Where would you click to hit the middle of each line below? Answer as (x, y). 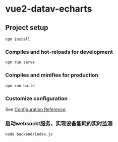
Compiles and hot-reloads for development (59, 52)
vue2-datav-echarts (49, 9)
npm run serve (20, 62)
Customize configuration (37, 98)
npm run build (20, 86)
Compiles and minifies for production (52, 75)
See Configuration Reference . (36, 109)
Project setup (27, 28)
